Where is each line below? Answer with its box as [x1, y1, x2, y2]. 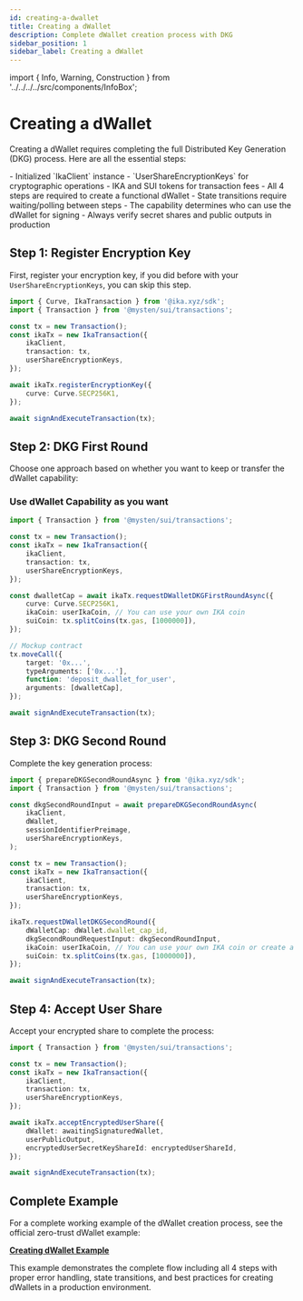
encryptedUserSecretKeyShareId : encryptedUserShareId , [25, 1143, 238, 1153]
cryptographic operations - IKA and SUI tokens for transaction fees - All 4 [9, 181, 285, 192]
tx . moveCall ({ [9, 649, 64, 659]
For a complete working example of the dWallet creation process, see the [9, 1217, 283, 1228]
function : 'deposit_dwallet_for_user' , [25, 675, 177, 685]
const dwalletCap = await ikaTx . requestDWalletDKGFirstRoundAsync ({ [9, 591, 274, 600]
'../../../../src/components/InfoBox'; [9, 82, 138, 93]
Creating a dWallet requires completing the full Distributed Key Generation [9, 144, 287, 155]
